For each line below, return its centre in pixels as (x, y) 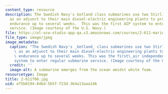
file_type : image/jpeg (29, 38)
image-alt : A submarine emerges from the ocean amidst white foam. (81, 70)
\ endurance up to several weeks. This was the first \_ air (77, 56)
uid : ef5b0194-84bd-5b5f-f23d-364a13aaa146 (51, 84)
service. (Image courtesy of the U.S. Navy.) (58, 28)
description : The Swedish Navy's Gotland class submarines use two (77, 14)
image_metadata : (22, 42)
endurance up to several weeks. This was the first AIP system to (81, 24)
